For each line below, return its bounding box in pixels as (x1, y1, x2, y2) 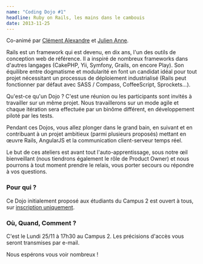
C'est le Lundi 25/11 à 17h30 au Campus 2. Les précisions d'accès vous (6, 232, 184, 240)
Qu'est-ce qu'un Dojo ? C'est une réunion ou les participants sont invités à (6, 92, 192, 100)
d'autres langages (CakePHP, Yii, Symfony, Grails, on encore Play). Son (6, 61, 184, 69)
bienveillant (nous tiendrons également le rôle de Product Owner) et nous (6, 155, 190, 162)
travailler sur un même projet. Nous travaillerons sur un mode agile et (6, 99, 179, 106)
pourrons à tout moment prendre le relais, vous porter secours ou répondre (6, 162, 195, 169)
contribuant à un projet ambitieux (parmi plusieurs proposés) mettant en (6, 130, 187, 137)
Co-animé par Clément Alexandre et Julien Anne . (6, 37, 129, 44)
